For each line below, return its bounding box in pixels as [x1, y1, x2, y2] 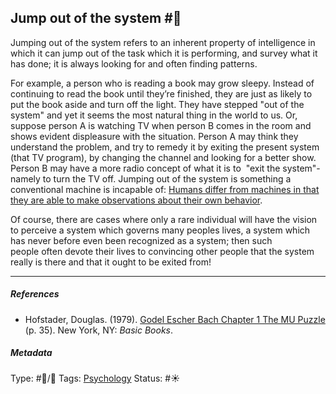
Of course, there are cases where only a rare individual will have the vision [10, 213, 318, 225]
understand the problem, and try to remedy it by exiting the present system [10, 141, 320, 153]
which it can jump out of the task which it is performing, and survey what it [10, 47, 318, 59]
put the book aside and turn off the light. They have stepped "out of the [10, 98, 305, 110]
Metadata [10, 347, 53, 359]
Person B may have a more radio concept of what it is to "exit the [10, 162, 281, 174]
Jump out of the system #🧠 [10, 10, 182, 27]
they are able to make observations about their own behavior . [10, 194, 263, 206]
